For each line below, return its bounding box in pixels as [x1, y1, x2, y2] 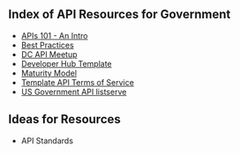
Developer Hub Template [20, 58, 112, 69]
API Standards [20, 135, 74, 146]
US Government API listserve [20, 86, 127, 97]
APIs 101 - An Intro [20, 30, 88, 40]
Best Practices [20, 40, 74, 50]
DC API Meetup [20, 48, 78, 60]
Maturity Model [20, 68, 77, 78]
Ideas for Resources [8, 112, 121, 127]
